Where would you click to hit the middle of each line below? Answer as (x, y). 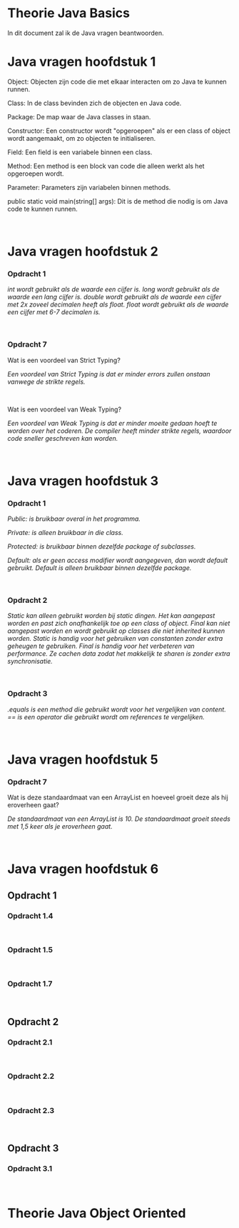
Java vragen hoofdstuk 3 (83, 481)
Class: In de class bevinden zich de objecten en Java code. (95, 103)
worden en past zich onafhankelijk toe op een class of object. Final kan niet (119, 624)
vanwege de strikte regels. (46, 381)
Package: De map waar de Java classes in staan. (79, 116)
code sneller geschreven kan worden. (63, 438)
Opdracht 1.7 (30, 984)
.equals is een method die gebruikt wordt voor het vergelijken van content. (117, 709)
